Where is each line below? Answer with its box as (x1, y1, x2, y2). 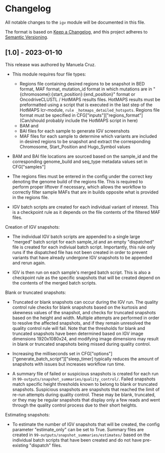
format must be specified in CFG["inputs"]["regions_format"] (19, 112, 143, 118)
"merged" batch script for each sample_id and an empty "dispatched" (12, 239, 154, 245)
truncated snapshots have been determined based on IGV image (12, 330, 144, 336)
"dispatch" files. (29, 442, 62, 448)
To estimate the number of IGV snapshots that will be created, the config (12, 421, 160, 427)
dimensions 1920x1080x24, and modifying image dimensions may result (12, 335, 159, 341)
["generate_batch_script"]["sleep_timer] (12, 356, 94, 362)
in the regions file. (12, 194, 49, 200)
